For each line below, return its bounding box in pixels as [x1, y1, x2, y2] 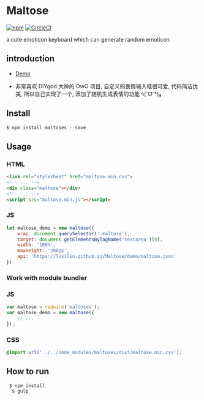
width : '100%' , [17, 242, 56, 248]
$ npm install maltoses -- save [6, 124, 86, 130]
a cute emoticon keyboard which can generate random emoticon [6, 36, 170, 43]
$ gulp [12, 388, 29, 394]
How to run [6, 366, 50, 377]
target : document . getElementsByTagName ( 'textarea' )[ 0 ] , [17, 236, 164, 243]
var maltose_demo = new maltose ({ [6, 310, 95, 316]
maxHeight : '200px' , [17, 247, 70, 254]
